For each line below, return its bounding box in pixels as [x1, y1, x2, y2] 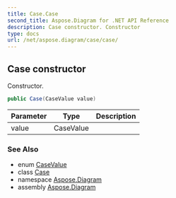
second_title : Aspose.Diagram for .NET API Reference [7, 17, 170, 24]
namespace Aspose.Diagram [17, 175, 102, 184]
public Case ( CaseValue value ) [7, 95, 97, 103]
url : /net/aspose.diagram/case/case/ [7, 37, 119, 44]
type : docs [7, 30, 40, 37]
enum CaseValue [17, 161, 67, 169]
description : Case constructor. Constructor [7, 23, 141, 30]
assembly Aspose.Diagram [17, 183, 96, 192]
